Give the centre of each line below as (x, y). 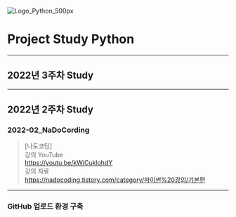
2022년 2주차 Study (50, 110)
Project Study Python (71, 39)
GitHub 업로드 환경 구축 (45, 206)
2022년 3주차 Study (50, 75)
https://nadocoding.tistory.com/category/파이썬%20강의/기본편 (115, 180)
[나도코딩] (38, 146)
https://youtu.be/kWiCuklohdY (68, 163)
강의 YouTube (44, 155)
